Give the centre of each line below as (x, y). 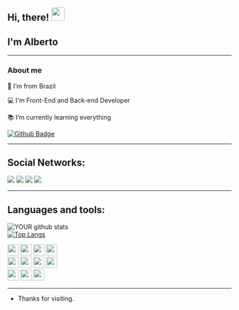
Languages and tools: (56, 210)
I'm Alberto (33, 42)
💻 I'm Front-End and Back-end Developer (69, 100)
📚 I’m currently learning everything (59, 117)
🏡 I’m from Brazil (32, 86)
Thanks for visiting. (46, 299)
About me (25, 71)
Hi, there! (28, 17)
